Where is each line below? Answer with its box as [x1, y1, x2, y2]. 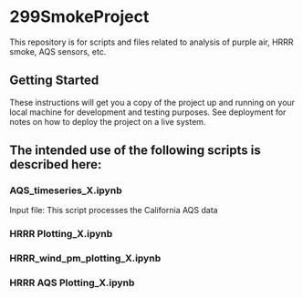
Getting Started [9, 73, 99, 88]
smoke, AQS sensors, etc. [9, 46, 107, 57]
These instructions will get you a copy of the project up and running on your [9, 97, 295, 108]
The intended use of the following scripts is [9, 143, 262, 159]
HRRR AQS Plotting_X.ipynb [9, 276, 135, 289]
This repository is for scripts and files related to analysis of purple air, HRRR [9, 36, 294, 47]
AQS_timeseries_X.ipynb [9, 184, 122, 197]
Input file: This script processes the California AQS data [9, 205, 218, 216]
